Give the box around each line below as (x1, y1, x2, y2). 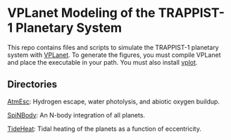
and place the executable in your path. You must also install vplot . (7, 58, 198, 66)
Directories (7, 79, 58, 91)
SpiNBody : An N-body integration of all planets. (7, 110, 146, 119)
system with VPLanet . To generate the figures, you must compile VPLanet (7, 51, 221, 59)
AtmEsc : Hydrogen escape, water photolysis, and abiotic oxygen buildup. (7, 97, 220, 106)
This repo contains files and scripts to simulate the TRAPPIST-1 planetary (7, 43, 220, 51)
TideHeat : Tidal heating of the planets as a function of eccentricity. (7, 125, 202, 133)
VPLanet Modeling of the (7, 5, 156, 21)
